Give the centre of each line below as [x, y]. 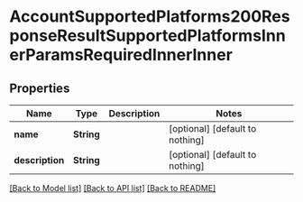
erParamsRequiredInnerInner [121, 55]
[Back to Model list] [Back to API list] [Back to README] [113, 188]
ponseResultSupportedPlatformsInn [147, 36]
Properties [40, 88]
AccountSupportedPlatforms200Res [150, 17]
